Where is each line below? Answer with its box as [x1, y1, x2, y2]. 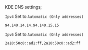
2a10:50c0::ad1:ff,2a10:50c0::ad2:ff [5, 41, 81, 46]
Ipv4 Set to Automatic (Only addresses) [5, 14, 84, 19]
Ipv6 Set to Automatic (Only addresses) [5, 32, 84, 37]
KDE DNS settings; [5, 4, 42, 10]
